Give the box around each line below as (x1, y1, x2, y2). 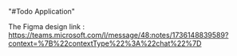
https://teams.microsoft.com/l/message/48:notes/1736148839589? (8, 31, 229, 39)
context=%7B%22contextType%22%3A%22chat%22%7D (8, 39, 202, 48)
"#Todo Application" (8, 7, 76, 16)
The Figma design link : (8, 22, 85, 31)
